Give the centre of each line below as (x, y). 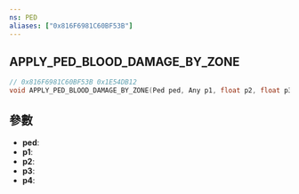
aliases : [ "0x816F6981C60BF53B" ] (71, 26)
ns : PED (24, 17)
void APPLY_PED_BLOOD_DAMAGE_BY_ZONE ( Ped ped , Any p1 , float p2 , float (145, 91)
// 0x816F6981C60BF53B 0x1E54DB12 (73, 82)
